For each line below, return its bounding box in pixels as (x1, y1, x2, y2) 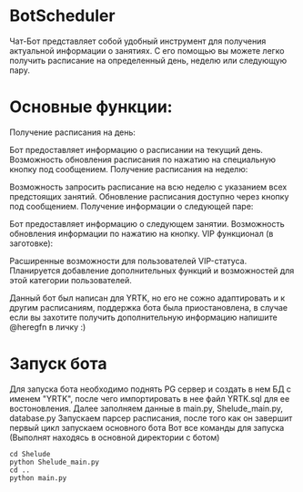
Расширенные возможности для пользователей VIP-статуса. (9, 255, 247, 266)
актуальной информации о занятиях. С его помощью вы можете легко (9, 45, 285, 56)
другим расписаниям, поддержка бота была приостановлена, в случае (9, 302, 288, 313)
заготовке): (9, 238, 54, 249)
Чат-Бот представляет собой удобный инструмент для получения (9, 36, 267, 46)
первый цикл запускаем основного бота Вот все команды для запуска (9, 422, 285, 433)
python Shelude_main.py (9, 457, 100, 466)
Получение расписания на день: (9, 127, 136, 138)
